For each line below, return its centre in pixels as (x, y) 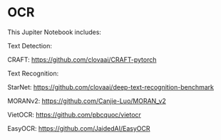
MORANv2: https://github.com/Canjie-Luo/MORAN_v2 (87, 101)
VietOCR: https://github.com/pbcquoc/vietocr (74, 114)
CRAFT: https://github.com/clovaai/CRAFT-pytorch (82, 59)
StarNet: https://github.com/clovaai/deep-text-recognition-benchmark (111, 87)
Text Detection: (30, 45)
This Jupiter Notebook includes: (55, 32)
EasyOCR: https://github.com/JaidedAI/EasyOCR (79, 128)
